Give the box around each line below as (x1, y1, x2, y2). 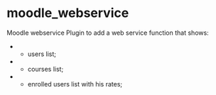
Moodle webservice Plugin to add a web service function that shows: (6, 28, 209, 37)
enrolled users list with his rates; (27, 79, 123, 88)
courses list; (27, 65, 64, 73)
